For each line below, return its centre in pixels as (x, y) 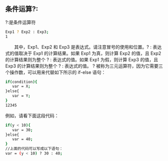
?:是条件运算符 (21, 22)
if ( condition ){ (21, 82)
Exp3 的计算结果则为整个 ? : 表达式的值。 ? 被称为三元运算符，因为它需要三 (84, 66)
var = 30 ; (22, 130)
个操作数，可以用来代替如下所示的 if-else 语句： (55, 72)
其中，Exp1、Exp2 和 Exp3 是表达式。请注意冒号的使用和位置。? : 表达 (88, 47)
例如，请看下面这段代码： (32, 115)
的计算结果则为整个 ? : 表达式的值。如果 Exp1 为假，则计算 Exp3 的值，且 (82, 59)
